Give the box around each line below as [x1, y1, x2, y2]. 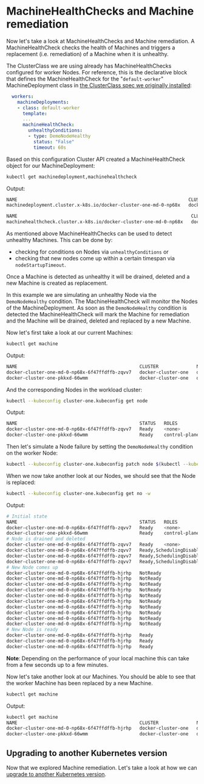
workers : [12, 93, 34, 99]
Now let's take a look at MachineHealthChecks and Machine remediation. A [6, 37, 195, 45]
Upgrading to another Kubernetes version [6, 748, 168, 758]
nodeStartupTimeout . [15, 261, 66, 269]
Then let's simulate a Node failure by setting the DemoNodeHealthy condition [6, 443, 193, 451]
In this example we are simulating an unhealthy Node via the [6, 291, 157, 299]
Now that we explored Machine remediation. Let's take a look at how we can [6, 764, 197, 771]
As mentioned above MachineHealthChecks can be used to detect [6, 230, 172, 237]
